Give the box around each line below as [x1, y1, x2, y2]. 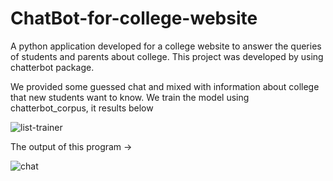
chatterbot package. [10, 61, 95, 73]
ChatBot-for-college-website [10, 7, 258, 30]
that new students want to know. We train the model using [10, 91, 250, 103]
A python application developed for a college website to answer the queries [10, 40, 322, 52]
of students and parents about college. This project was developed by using [10, 50, 324, 62]
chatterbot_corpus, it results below [10, 102, 154, 114]
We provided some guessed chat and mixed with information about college [10, 80, 320, 92]
